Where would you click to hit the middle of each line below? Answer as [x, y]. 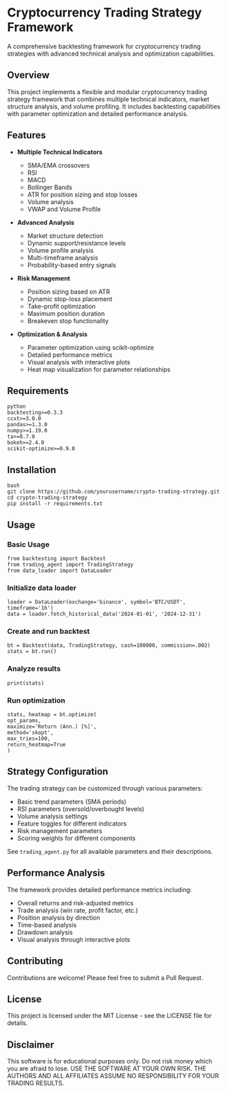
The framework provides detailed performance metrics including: [100, 890]
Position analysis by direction [58, 917]
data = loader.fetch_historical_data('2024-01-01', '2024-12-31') [104, 614]
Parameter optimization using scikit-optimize [91, 347]
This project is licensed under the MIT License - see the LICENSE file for [109, 1016]
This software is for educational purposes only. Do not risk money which [110, 1061]
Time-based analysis [47, 925]
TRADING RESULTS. [35, 1083]
